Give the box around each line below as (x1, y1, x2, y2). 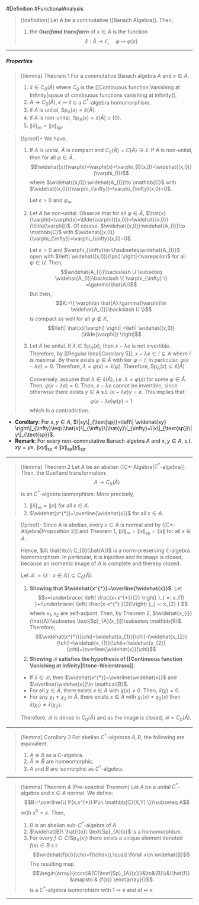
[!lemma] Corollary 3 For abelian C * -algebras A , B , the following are (20, 733, 185, 740)
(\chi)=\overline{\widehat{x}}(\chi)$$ (66, 645, 156, 652)
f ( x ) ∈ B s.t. (29, 842, 59, 849)
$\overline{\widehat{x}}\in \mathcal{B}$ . (29, 680, 129, 688)
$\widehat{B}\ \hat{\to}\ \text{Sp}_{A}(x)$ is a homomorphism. (29, 828, 182, 835)
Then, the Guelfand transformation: (20, 469, 107, 477)
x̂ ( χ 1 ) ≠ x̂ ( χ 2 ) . (29, 701, 62, 710)
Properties (6, 57, 33, 64)
